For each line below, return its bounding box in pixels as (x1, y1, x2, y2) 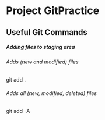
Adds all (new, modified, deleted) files (6, 89, 97, 97)
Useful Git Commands (6, 27, 87, 37)
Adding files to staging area (6, 44, 75, 51)
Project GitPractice (6, 4, 100, 17)
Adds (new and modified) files (6, 58, 79, 65)
